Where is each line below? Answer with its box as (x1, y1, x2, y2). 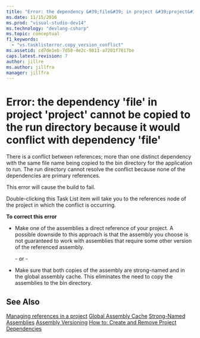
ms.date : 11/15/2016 (6, 14, 58, 20)
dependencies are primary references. (6, 172, 101, 179)
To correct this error (6, 213, 57, 221)
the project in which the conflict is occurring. (6, 201, 116, 209)
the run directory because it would (6, 120, 180, 134)
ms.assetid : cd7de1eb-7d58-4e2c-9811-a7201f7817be (6, 48, 135, 54)
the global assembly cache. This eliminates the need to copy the (14, 273, 173, 280)
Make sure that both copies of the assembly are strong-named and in (14, 266, 185, 274)
